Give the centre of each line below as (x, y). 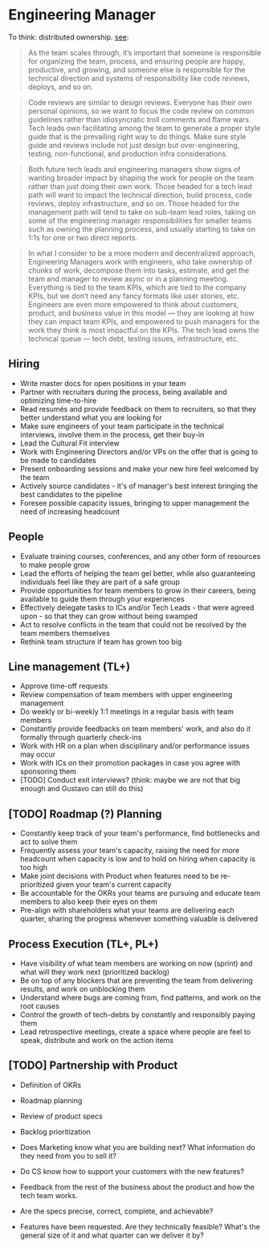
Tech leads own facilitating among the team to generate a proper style (144, 128)
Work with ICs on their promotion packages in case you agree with (130, 763)
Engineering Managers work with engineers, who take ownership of (140, 261)
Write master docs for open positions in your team (103, 383)
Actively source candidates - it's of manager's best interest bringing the (139, 486)
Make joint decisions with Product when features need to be (119, 876)
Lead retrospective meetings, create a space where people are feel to (135, 1032)
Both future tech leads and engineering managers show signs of (134, 169)
